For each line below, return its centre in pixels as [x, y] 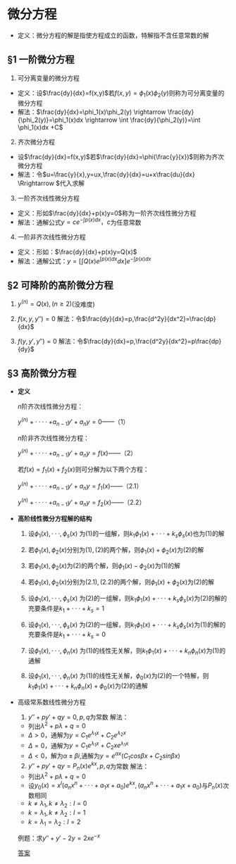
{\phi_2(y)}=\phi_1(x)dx [50, 120]
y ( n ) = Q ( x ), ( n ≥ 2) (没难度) [56, 303]
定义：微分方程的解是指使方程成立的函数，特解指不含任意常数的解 [113, 35]
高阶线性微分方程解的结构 [55, 518]
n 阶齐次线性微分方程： [50, 406]
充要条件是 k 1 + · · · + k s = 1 [66, 609]
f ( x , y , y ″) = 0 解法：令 [50, 319]
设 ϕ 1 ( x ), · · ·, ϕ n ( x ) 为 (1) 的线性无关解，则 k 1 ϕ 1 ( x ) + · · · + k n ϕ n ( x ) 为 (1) [124, 651]
